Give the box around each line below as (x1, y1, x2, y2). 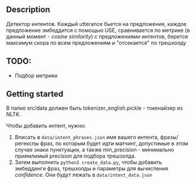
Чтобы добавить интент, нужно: (6, 122, 86, 129)
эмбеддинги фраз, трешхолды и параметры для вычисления (14, 165, 168, 172)
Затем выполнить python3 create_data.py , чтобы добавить (14, 159, 162, 166)
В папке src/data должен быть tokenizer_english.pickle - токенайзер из (6, 104, 183, 111)
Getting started (6, 89, 64, 99)
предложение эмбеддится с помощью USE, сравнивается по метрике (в (6, 27, 190, 34)
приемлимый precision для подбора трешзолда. (14, 153, 136, 160)
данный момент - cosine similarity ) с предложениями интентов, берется (6, 32, 188, 40)
